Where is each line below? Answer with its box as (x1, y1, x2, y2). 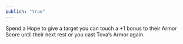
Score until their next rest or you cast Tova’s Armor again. (5, 31, 145, 38)
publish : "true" (5, 8, 45, 15)
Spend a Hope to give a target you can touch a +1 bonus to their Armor (5, 25, 177, 32)
